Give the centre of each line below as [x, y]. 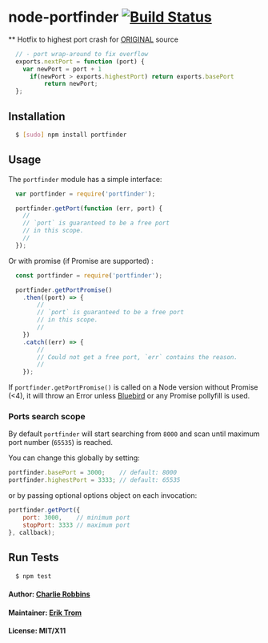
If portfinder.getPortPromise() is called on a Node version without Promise [133, 387]
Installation [37, 116]
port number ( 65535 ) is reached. [61, 443]
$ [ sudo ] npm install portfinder [71, 135]
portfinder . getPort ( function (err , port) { [89, 208]
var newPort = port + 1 [62, 69]
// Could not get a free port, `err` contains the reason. [138, 357]
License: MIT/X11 [37, 631]
